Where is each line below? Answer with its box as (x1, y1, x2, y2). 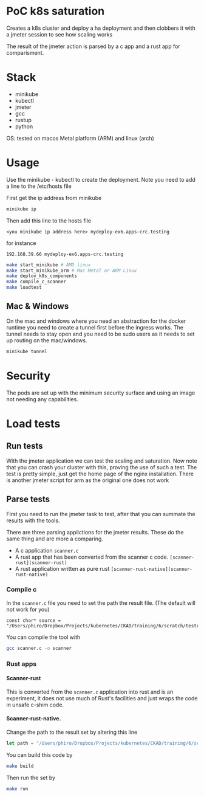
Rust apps (6, 660, 37, 668)
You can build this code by (6, 751, 73, 758)
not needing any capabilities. (6, 395, 79, 402)
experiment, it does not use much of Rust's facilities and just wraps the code (6, 694, 198, 702)
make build (6, 763, 34, 769)
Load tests (6, 416, 61, 430)
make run (6, 785, 29, 792)
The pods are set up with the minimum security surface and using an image (6, 389, 195, 396)
